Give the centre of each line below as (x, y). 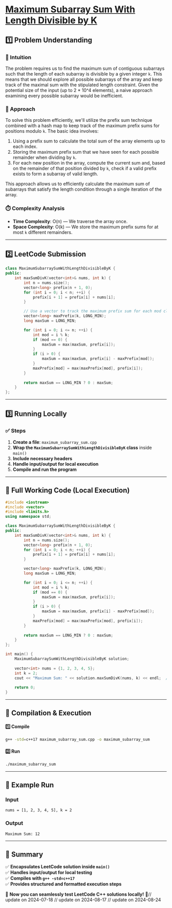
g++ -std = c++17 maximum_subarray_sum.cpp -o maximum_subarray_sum (78, 739)
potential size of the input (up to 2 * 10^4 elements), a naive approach (79, 90)
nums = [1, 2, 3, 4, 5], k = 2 (39, 810)
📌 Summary (24, 854)
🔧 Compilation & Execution (48, 713)
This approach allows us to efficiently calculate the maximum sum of (78, 184)
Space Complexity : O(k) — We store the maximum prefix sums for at (85, 227)
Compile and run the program (45, 469)
